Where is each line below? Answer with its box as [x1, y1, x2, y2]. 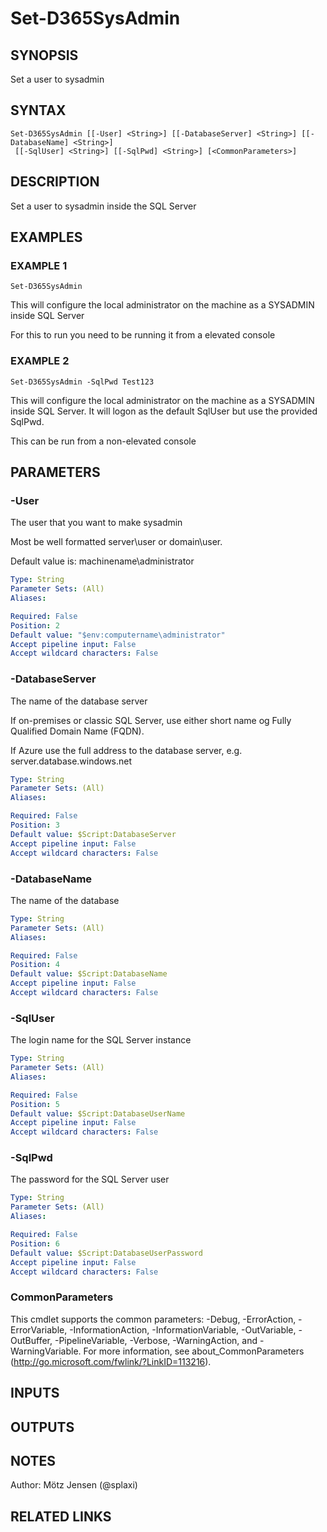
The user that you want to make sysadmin [10, 517, 183, 529]
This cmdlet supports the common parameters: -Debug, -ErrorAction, [10, 1313, 297, 1325]
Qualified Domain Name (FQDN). [10, 725, 145, 737]
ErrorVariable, [10, 1323, 68, 1336]
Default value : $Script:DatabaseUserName [10, 1108, 186, 1119]
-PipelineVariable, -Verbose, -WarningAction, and [54, 1334, 258, 1346]
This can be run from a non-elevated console [10, 435, 197, 447]
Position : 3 [10, 820, 60, 831]
